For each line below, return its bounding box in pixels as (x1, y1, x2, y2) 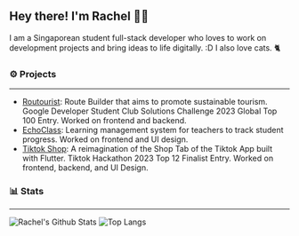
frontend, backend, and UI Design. (21, 162, 149, 173)
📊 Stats (9, 185, 44, 198)
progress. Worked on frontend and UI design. (21, 134, 189, 145)
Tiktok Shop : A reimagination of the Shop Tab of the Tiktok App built (21, 144, 273, 154)
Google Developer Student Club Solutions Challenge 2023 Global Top (21, 106, 278, 116)
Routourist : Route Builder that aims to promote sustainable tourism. (21, 97, 269, 107)
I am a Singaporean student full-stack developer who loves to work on (9, 32, 267, 43)
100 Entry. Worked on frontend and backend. (21, 115, 187, 126)
